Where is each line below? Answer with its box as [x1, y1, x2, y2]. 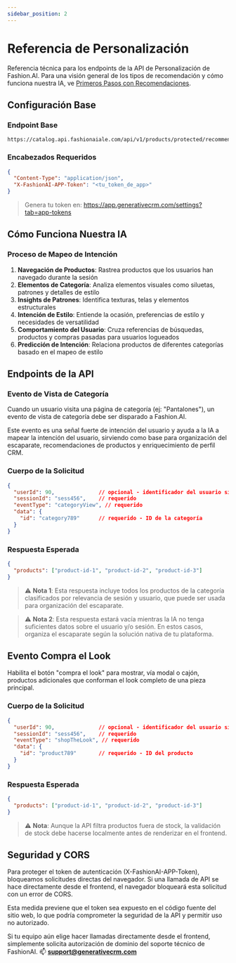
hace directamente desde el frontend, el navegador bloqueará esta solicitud [7, 883, 227, 891]
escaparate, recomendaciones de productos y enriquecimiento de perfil [7, 441, 216, 450]
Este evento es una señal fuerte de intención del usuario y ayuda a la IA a [7, 426, 219, 434]
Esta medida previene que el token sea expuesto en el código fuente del [7, 904, 216, 912]
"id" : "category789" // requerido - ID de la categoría [20, 515, 203, 522]
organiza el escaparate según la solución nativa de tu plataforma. [24, 630, 214, 638]
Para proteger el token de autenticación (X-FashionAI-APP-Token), [7, 867, 200, 876]
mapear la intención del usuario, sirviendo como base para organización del [7, 434, 227, 442]
